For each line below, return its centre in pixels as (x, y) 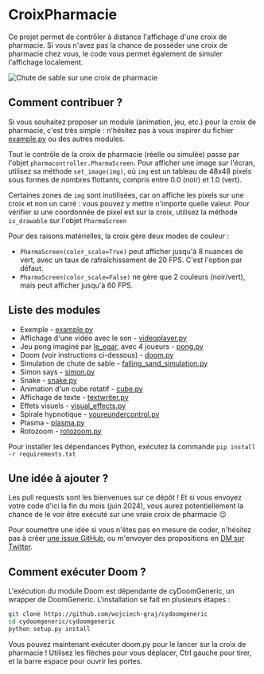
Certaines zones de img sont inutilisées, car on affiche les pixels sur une (126, 195)
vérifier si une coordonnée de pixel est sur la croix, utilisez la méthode (123, 212)
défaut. (31, 268)
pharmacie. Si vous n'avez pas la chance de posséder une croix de (118, 45)
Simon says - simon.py (57, 371)
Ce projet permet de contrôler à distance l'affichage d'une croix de (118, 37)
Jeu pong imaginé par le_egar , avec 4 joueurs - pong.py (112, 346)
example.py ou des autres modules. (67, 139)
